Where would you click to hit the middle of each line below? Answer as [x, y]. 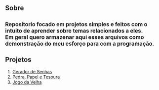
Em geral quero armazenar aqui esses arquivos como [75, 37]
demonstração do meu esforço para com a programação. [80, 44]
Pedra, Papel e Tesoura [36, 77]
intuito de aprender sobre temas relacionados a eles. [74, 30]
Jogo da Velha [27, 82]
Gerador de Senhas [32, 71]
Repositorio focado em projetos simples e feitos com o [76, 24]
